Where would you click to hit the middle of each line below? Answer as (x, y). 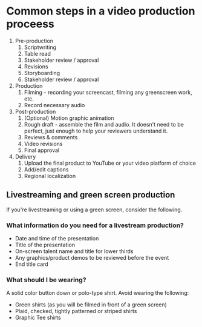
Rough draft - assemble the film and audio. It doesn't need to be (104, 124)
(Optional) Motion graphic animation (69, 118)
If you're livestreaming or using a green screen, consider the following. (94, 210)
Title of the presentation (45, 245)
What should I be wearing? (46, 280)
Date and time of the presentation (57, 239)
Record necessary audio (54, 105)
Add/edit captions (46, 169)
